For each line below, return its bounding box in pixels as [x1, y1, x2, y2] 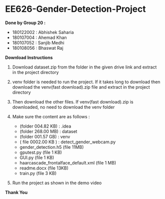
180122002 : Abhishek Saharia [12, 29, 74, 35]
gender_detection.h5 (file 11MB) [19, 144, 84, 150]
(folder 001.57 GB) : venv [19, 133, 70, 139]
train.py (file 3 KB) [19, 170, 57, 176]
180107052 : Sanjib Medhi [12, 39, 65, 45]
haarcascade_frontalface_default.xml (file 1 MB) [19, 160, 117, 166]
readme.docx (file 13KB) [19, 165, 69, 171]
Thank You [5, 189, 28, 195]
